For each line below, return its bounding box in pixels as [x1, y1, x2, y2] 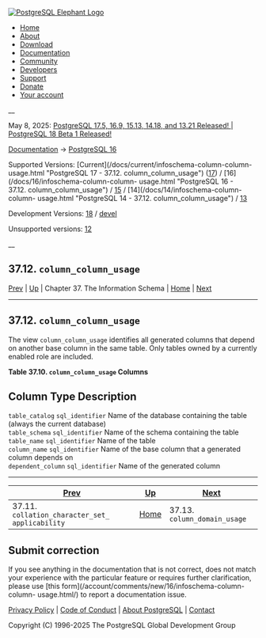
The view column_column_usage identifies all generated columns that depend [8, 335, 255, 344]
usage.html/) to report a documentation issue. [36, 590, 188, 599]
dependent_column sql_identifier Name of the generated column [8, 461, 220, 471]
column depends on [8, 453, 74, 462]
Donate [19, 82, 44, 91]
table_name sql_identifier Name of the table [8, 436, 156, 446]
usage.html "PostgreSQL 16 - [139, 177, 234, 186]
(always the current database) [8, 420, 107, 429]
